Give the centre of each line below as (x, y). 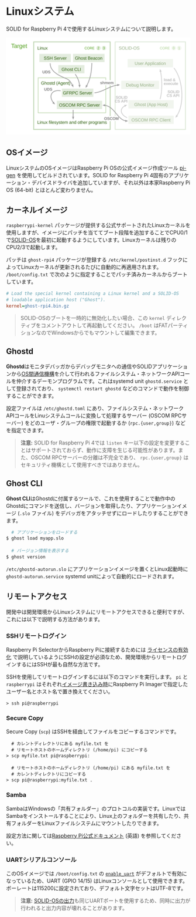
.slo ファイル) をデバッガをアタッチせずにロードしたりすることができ (104, 513)
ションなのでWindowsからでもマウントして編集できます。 (90, 332)
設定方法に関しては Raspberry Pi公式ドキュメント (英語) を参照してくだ (91, 835)
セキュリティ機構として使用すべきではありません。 (82, 464)
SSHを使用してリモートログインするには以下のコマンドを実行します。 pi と (97, 677)
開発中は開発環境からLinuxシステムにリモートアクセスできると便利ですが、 (97, 612)
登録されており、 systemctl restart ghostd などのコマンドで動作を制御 (102, 388)
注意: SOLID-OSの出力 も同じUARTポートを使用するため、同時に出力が (105, 901)
